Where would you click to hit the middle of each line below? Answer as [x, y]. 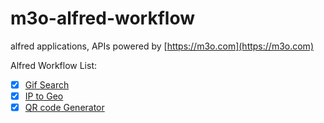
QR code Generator [64, 108]
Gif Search [47, 84]
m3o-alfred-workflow [103, 18]
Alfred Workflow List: [54, 65]
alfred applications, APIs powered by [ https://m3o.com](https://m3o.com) [162, 46]
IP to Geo [44, 96]
